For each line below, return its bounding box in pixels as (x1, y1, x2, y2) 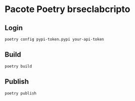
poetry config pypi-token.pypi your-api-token (5, 37, 104, 42)
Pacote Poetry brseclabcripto (5, 4, 130, 15)
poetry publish (5, 90, 37, 96)
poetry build (5, 64, 32, 69)
